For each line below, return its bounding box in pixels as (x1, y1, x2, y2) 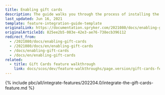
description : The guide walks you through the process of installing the (5, 12, 160, 17)
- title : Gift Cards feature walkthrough (9, 62, 96, 67)
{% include (5, 80, 27, 86)
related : (5, 57, 23, 62)
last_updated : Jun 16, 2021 (5, 16, 63, 21)
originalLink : (5, 25, 34, 30)
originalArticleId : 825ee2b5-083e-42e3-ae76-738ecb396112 (5, 30, 126, 35)
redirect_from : (5, 35, 36, 40)
